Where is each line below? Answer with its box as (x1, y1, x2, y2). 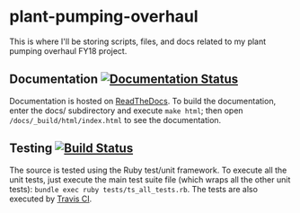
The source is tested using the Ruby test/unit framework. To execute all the (9, 164, 287, 175)
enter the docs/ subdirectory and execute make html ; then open (9, 105, 244, 116)
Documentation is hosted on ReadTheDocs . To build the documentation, (9, 95, 277, 106)
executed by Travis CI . (9, 193, 93, 204)
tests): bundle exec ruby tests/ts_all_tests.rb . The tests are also (9, 183, 259, 194)
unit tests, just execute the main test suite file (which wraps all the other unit (9, 173, 291, 185)
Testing (9, 141, 53, 156)
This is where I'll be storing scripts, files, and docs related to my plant (9, 36, 267, 47)
